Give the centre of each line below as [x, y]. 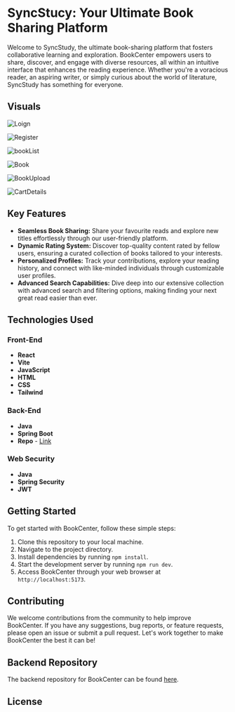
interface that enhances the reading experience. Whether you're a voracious [118, 70]
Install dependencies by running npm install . [83, 557]
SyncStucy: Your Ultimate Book [101, 13]
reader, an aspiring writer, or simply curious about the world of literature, [112, 77]
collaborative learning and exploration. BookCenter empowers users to [109, 55]
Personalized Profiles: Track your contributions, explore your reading [118, 261]
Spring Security [41, 482]
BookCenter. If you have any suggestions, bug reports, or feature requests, [115, 626]
